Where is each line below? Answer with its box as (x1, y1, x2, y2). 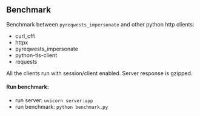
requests (15, 58, 38, 65)
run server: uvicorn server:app (15, 97, 93, 104)
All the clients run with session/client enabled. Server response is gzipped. (6, 69, 193, 77)
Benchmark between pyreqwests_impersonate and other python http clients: (6, 20, 195, 28)
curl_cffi (15, 32, 36, 40)
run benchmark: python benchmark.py (15, 103, 108, 111)
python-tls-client (15, 51, 58, 59)
